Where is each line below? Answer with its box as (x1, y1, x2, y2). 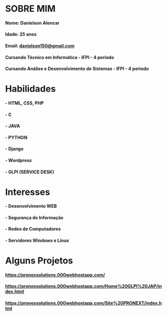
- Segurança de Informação (5, 214, 63, 220)
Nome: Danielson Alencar (5, 20, 60, 26)
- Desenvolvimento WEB (5, 203, 57, 209)
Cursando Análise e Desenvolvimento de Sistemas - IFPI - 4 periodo (5, 66, 149, 72)
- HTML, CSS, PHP (5, 100, 44, 106)
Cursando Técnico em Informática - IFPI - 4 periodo (5, 54, 114, 60)
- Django (5, 146, 24, 152)
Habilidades (5, 83, 56, 95)
